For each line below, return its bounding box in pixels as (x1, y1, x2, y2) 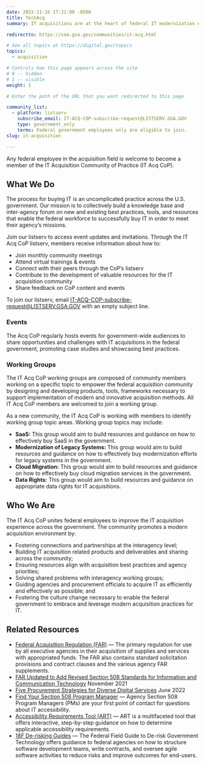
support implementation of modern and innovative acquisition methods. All (6, 394, 194, 401)
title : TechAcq (6, 15, 45, 21)
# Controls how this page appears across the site (6, 65, 138, 71)
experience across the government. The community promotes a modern (6, 523, 188, 530)
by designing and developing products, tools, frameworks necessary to (6, 387, 185, 394)
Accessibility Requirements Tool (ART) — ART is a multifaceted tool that (15, 712, 196, 720)
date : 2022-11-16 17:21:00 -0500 (6, 9, 92, 15)
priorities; (15, 568, 40, 575)
